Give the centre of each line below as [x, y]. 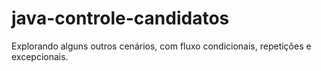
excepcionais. [40, 56]
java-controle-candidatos [120, 18]
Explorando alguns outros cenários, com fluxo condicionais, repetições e [161, 46]
